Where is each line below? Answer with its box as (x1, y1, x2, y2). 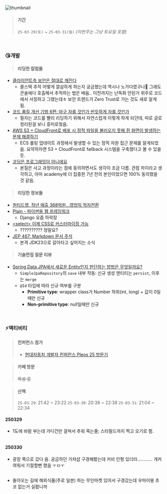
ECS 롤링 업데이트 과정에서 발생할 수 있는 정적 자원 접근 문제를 (19, 140, 142, 146)
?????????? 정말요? (19, 227, 58, 233)
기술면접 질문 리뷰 (17, 252, 52, 258)
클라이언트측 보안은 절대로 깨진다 (12, 77, 77, 83)
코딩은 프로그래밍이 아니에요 (12, 159, 68, 165)
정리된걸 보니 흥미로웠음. (19, 121, 68, 127)
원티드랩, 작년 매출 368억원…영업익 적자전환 (12, 202, 99, 208)
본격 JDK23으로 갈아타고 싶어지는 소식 (19, 239, 96, 245)
